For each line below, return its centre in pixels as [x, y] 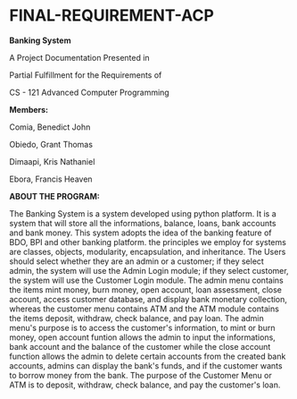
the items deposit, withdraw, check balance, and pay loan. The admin [137, 318]
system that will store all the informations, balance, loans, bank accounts [143, 223]
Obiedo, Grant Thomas [51, 144]
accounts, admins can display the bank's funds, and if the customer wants [146, 365]
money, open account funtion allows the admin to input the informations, [143, 337]
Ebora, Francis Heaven [51, 179]
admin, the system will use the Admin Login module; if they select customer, [149, 270]
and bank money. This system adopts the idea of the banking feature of [140, 233]
